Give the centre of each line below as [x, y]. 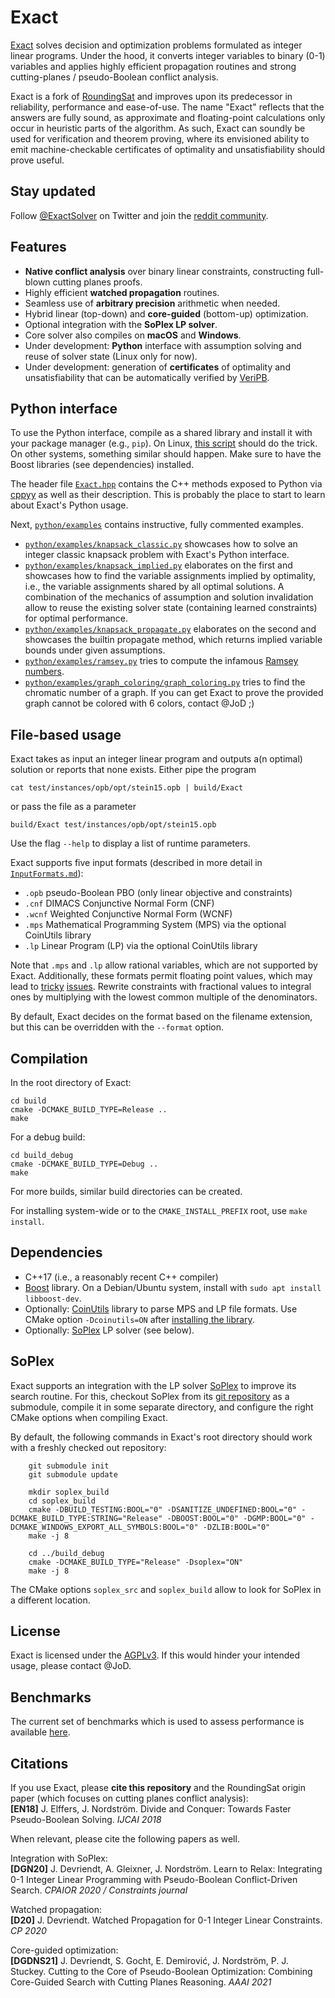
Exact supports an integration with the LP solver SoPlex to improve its [153, 1385]
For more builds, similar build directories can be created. [126, 1191]
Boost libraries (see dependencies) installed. [102, 465]
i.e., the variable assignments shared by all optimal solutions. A [154, 587]
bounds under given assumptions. [95, 650]
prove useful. [37, 160]
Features [38, 247]
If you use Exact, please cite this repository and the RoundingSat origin [158, 1788]
